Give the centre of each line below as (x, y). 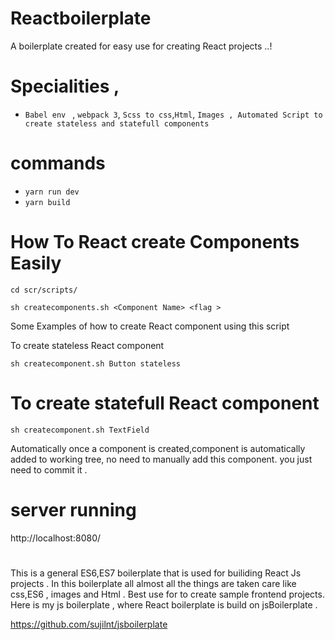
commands (58, 163)
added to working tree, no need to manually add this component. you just (161, 459)
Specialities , (65, 86)
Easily (36, 263)
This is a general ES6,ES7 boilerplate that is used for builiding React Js (156, 573)
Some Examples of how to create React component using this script (150, 326)
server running (73, 509)
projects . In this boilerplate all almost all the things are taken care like (153, 583)
